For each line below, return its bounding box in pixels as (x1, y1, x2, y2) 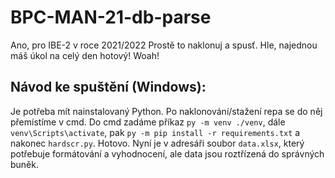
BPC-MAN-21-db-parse (10, 6, 212, 29)
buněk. (10, 158, 40, 170)
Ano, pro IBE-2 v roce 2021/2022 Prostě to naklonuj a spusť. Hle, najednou (10, 39, 318, 51)
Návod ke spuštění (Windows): (10, 79, 207, 96)
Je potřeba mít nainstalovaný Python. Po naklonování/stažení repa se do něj (10, 105, 323, 117)
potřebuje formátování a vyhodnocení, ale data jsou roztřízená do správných (10, 147, 325, 160)
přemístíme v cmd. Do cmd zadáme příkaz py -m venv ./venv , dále (10, 116, 286, 128)
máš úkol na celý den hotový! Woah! (10, 49, 160, 61)
